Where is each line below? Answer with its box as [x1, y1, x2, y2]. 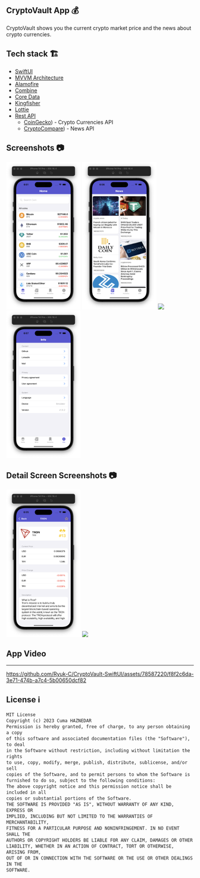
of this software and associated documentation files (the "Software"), [6, 735, 190, 742]
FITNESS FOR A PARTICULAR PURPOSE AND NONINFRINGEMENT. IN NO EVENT [6, 825, 180, 831]
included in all [6, 789, 46, 796]
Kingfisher [14, 99, 40, 106]
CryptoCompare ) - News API [23, 125, 95, 132]
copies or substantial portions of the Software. [6, 795, 132, 801]
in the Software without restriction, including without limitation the [6, 747, 190, 754]
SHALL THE [6, 831, 31, 837]
